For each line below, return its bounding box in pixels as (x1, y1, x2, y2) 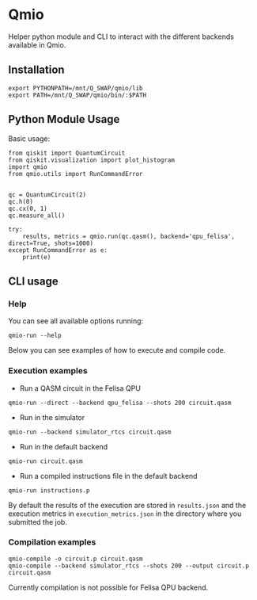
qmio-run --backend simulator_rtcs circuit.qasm (8, 428, 172, 436)
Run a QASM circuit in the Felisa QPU (19, 383, 141, 393)
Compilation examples (8, 537, 96, 548)
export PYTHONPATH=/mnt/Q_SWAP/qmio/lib (8, 84, 144, 92)
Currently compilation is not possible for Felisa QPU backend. (8, 583, 209, 592)
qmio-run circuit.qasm (8, 457, 83, 465)
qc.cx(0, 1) (8, 204, 47, 212)
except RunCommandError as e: (8, 246, 108, 254)
